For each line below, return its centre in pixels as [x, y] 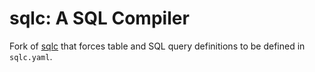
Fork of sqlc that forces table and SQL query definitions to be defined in [157, 46]
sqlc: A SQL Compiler [99, 18]
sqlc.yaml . [31, 56]
